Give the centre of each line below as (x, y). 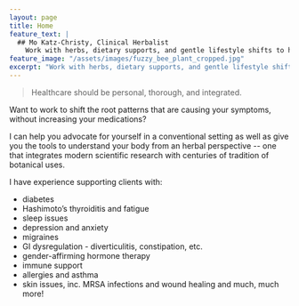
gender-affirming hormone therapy (86, 255)
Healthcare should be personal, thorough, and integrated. (136, 92)
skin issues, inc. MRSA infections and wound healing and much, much (150, 284)
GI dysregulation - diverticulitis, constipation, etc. (112, 246)
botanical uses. (37, 165)
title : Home (31, 26)
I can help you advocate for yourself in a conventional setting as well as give (149, 136)
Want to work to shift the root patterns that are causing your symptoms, (140, 109)
